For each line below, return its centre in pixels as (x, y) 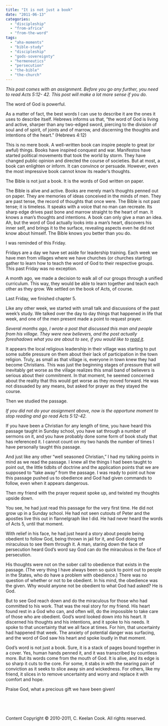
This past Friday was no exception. (42, 268)
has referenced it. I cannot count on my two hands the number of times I (80, 441)
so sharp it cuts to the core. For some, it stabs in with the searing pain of (80, 663)
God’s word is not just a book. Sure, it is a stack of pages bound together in (83, 647)
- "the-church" (26, 75)
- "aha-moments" (27, 42)
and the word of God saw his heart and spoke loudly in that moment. (76, 637)
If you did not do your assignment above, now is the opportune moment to (82, 410)
